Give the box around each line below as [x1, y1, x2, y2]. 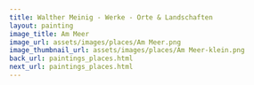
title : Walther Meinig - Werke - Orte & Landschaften [9, 12, 214, 22]
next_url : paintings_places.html [9, 63, 134, 72]
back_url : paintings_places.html [9, 54, 134, 63]
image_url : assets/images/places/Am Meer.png [9, 37, 181, 47]
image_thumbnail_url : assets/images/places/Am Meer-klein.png [9, 46, 245, 55]
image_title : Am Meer [9, 29, 90, 38]
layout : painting [9, 21, 74, 30]
